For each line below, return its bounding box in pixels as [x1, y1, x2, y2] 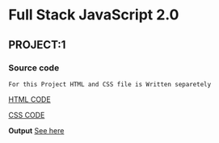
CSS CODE [8, 110, 45, 120]
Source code [8, 62, 60, 74]
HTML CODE [8, 95, 51, 104]
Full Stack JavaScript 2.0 [8, 6, 179, 24]
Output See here [8, 125, 65, 135]
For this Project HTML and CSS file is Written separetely [8, 80, 212, 88]
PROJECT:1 [8, 38, 66, 52]
